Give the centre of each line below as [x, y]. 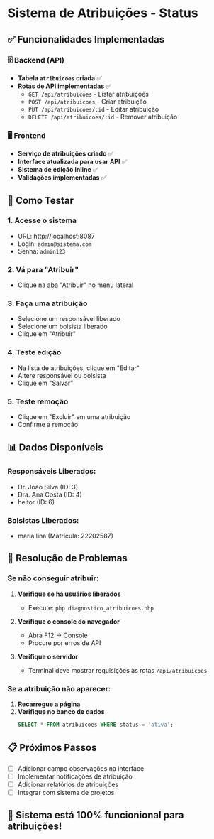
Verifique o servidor [48, 656]
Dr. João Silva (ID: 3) [48, 487]
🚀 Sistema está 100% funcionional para [96, 815]
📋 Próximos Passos [52, 748]
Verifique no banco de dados [61, 712]
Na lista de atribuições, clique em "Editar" [79, 368]
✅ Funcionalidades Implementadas [86, 39]
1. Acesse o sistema [42, 220]
